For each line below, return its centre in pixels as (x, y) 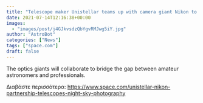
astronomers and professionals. (46, 75)
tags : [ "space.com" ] (33, 46)
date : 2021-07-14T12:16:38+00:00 (49, 18)
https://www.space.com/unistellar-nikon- (119, 87)
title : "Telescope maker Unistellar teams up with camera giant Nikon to (102, 12)
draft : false (23, 51)
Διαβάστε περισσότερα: (36, 87)
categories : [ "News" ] (34, 40)
